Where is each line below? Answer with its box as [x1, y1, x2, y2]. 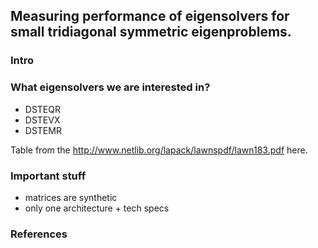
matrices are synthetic [24, 191, 118, 203]
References [10, 227, 68, 241]
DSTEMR [24, 124, 62, 136]
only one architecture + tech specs [24, 202, 170, 214]
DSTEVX [24, 114, 61, 126]
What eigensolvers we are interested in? [10, 80, 211, 94]
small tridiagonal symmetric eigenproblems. [10, 24, 292, 41]
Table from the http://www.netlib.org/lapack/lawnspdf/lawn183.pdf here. [10, 144, 308, 156]
